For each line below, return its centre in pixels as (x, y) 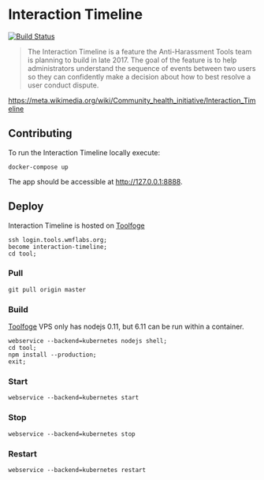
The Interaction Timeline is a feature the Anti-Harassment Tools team (139, 51)
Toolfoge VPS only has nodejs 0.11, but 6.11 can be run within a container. (126, 327)
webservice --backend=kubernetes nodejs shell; (88, 341)
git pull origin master (47, 289)
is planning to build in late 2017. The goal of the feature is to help (132, 60)
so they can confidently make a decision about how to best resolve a (139, 76)
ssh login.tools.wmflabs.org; (58, 240)
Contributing (40, 134)
